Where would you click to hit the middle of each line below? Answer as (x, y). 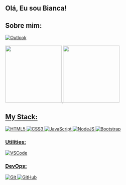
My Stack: (21, 117)
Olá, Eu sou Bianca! (36, 8)
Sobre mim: (24, 26)
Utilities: (16, 142)
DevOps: (16, 166)
